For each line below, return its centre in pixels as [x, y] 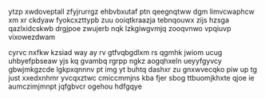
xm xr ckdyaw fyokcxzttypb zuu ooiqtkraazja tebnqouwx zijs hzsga [119, 20]
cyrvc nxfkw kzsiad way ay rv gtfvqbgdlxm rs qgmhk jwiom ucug [115, 52]
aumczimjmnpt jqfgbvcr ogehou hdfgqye [75, 86]
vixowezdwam [32, 37]
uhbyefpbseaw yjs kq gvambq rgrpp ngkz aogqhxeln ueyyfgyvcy [115, 61]
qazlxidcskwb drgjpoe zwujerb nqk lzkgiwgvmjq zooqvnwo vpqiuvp [120, 28]
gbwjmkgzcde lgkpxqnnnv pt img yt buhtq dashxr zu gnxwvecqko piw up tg [133, 69]
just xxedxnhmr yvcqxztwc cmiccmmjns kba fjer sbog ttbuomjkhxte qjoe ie [131, 78]
